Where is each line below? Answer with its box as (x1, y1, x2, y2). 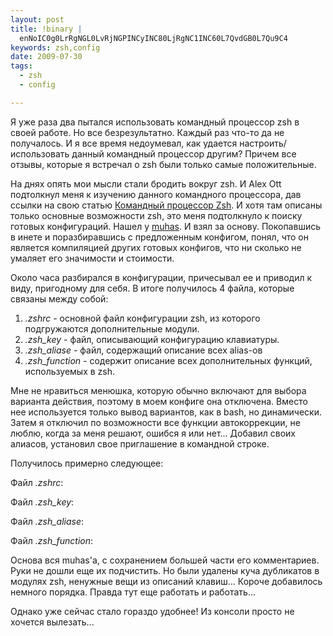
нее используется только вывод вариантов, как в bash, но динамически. (10, 406, 322, 418)
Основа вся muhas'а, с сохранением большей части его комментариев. (10, 554, 320, 566)
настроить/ (239, 137, 287, 149)
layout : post (10, 14, 65, 25)
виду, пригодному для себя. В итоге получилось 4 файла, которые (10, 282, 295, 294)
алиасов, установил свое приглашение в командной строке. (10, 437, 270, 450)
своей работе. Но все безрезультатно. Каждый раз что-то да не (10, 126, 285, 138)
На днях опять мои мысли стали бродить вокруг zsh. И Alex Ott (10, 177, 282, 190)
